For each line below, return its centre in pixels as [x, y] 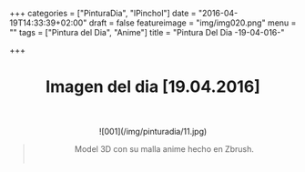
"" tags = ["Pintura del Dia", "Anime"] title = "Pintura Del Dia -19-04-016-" [147, 32]
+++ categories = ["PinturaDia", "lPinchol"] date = [103, 13]
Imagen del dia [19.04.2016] [153, 87]
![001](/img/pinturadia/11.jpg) [153, 131]
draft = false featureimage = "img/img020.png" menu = [193, 23]
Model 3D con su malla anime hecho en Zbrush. [164, 148]
